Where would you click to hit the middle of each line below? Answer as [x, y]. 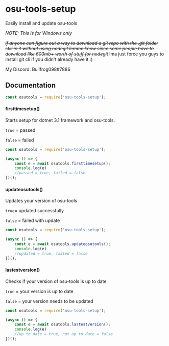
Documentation [31, 85]
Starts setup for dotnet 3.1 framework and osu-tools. [60, 120]
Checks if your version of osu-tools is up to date [56, 281]
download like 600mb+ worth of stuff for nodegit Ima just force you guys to [85, 54]
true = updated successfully [35, 211]
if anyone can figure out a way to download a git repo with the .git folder [82, 43]
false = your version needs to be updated [49, 301]
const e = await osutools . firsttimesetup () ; [63, 164]
